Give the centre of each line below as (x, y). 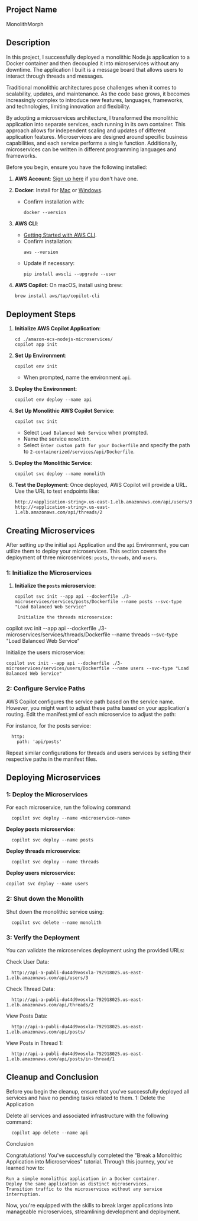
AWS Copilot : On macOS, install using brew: (69, 285)
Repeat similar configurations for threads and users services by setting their (99, 753)
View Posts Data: (27, 1016)
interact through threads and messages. (55, 76)
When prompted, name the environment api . (77, 377)
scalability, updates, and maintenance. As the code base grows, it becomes (98, 94)
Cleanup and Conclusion (52, 1077)
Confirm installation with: (54, 202)
